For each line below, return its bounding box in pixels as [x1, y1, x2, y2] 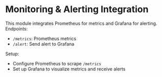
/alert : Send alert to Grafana [12, 41, 75, 47]
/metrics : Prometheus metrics [12, 35, 77, 42]
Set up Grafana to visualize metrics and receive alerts [12, 66, 126, 72]
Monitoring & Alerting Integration [5, 4, 149, 15]
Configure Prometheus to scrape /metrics [12, 60, 101, 66]
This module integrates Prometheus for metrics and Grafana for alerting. [5, 20, 157, 26]
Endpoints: [5, 25, 28, 31]
